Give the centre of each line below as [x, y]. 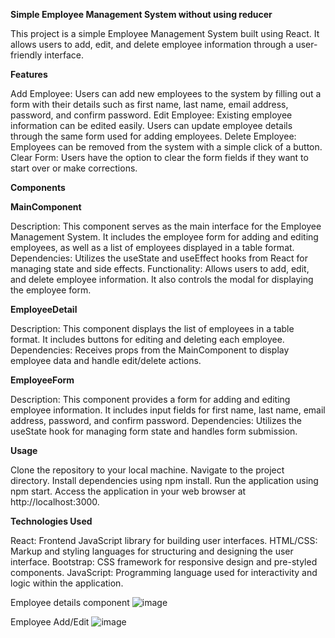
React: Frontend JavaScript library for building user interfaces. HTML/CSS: [164, 540]
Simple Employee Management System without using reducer [141, 14]
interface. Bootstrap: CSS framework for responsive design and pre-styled [164, 562]
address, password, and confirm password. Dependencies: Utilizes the [156, 420]
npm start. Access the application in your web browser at [128, 491]
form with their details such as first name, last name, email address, [149, 104]
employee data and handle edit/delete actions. [106, 360]
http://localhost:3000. [55, 502]
